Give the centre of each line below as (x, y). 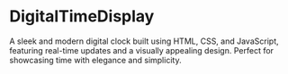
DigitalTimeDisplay (82, 16)
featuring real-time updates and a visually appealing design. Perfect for (142, 50)
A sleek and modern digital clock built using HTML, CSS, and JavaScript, (144, 41)
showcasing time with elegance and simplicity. (95, 60)
